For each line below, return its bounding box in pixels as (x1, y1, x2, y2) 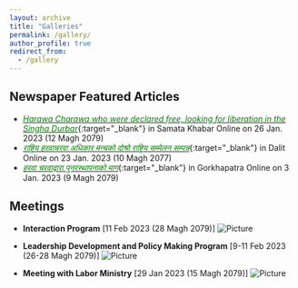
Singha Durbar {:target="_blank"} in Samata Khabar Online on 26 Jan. (22, 123, 283, 134)
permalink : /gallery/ (9, 30, 92, 39)
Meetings (9, 199, 65, 214)
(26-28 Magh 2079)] (22, 250, 100, 261)
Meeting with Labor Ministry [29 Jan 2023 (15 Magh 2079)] (22, 267, 249, 278)
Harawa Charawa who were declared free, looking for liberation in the (22, 113, 286, 124)
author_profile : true (9, 38, 92, 48)
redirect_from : (9, 47, 67, 56)
